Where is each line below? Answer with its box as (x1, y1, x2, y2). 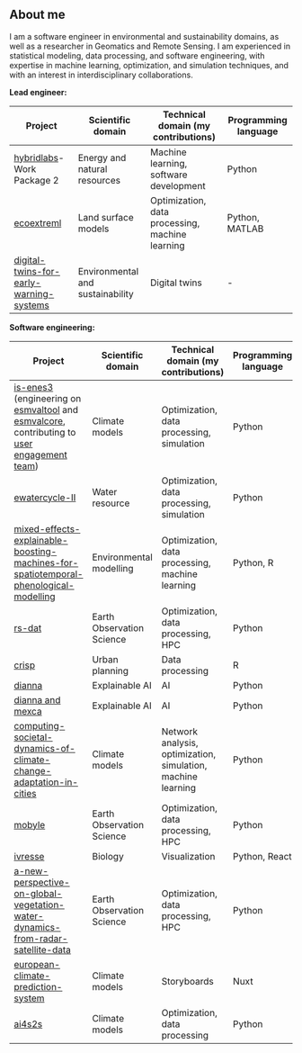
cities (13, 787, 37, 799)
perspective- (13, 876, 70, 888)
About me (9, 7, 66, 22)
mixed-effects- (13, 522, 81, 535)
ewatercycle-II (13, 490, 76, 503)
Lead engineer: (9, 86, 67, 97)
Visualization (161, 850, 216, 862)
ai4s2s (13, 1017, 43, 1030)
